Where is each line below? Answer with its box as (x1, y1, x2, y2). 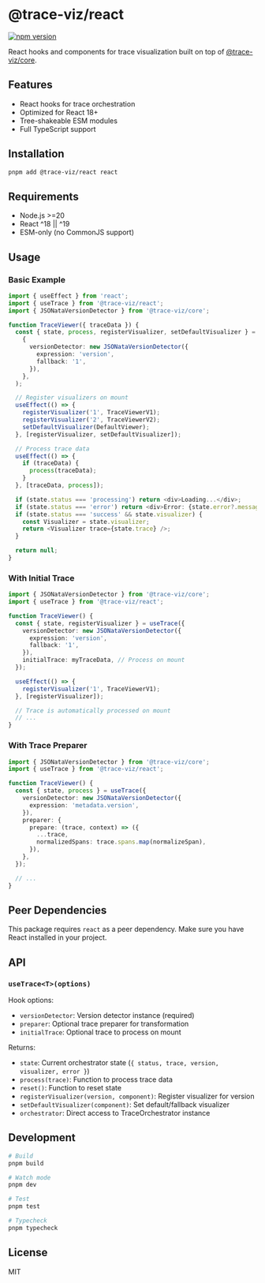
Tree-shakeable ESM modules (19, 116, 118, 125)
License (8, 1246, 48, 1259)
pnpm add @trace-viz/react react (8, 168, 118, 176)
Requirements (8, 189, 79, 203)
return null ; (15, 547, 58, 555)
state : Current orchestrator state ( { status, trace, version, (19, 1058, 219, 1068)
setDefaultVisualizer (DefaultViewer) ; (22, 423, 150, 431)
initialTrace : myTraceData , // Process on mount (22, 656, 185, 664)
